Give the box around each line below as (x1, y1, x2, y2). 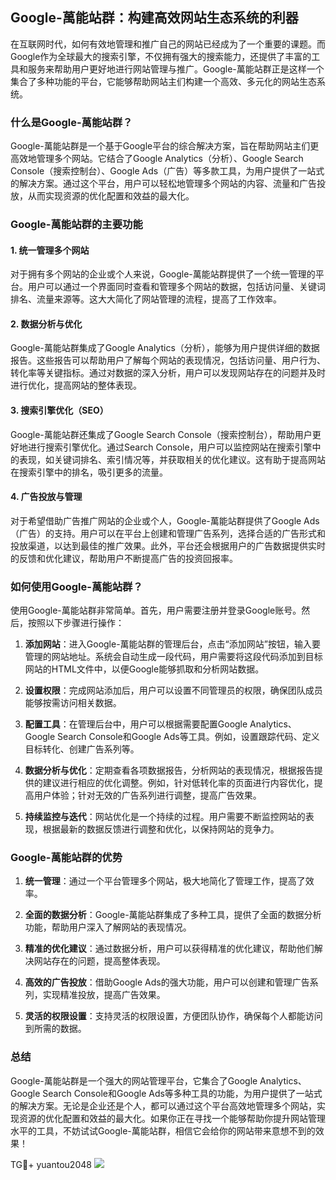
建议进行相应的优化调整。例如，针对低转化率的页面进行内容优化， (42, 777, 315, 789)
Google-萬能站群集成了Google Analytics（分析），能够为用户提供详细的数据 (10, 342, 320, 354)
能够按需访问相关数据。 (24, 697, 122, 709)
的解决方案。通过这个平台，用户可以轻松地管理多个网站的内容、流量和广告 (10, 178, 317, 190)
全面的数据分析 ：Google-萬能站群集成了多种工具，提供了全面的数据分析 (24, 909, 322, 921)
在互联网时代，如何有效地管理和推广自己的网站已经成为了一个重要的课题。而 (10, 38, 326, 50)
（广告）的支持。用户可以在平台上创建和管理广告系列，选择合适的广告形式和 (10, 527, 326, 539)
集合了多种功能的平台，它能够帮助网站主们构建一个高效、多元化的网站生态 (10, 75, 317, 87)
